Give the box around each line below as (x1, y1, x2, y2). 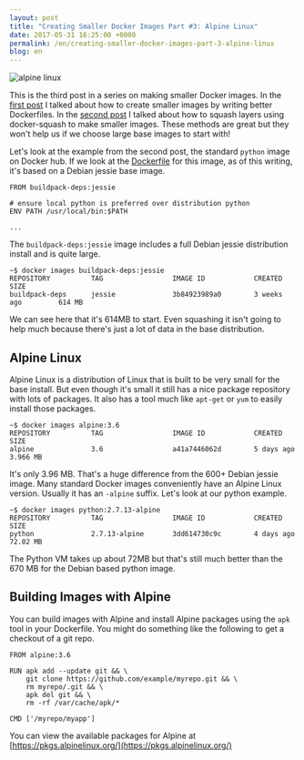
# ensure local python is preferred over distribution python (9, 199, 250, 208)
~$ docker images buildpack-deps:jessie (9, 266, 166, 276)
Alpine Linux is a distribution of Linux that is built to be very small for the (9, 374, 280, 385)
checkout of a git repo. (9, 633, 96, 643)
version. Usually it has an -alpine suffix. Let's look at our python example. (9, 488, 287, 499)
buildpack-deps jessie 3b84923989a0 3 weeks (9, 290, 283, 299)
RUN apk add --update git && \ (9, 666, 128, 675)
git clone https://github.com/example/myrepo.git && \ (25, 674, 238, 684)
